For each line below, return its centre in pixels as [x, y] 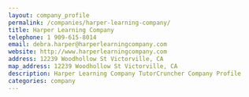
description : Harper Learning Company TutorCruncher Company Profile [125, 74]
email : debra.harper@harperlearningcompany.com [88, 45]
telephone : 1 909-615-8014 [52, 37]
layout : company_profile [49, 15]
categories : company [42, 81]
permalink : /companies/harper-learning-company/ [89, 23]
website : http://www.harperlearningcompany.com [88, 52]
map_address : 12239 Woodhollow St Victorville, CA [93, 66]
